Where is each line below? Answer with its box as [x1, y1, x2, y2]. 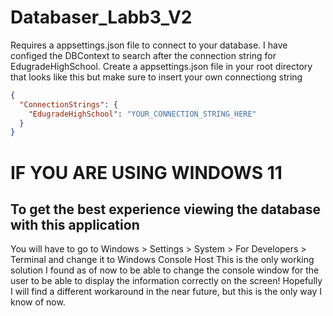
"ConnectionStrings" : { [19, 99, 118, 110]
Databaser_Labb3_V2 [10, 6, 193, 29]
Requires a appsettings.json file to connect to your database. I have [10, 39, 288, 51]
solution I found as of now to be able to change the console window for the [10, 264, 320, 276]
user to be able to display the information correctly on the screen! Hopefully [10, 275, 323, 287]
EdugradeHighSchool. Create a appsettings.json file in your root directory [10, 60, 313, 72]
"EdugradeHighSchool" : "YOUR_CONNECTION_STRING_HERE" [28, 109, 257, 119]
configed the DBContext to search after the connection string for [10, 49, 277, 61]
